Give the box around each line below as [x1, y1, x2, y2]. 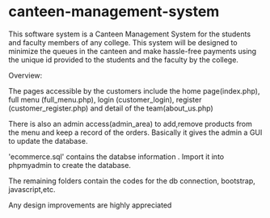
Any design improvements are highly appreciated [8, 200, 172, 210]
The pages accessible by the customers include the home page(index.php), [8, 86, 260, 95]
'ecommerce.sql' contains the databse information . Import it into [8, 152, 225, 161]
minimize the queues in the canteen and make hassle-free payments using [8, 46, 257, 56]
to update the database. [8, 136, 88, 145]
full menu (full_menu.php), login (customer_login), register [8, 94, 202, 104]
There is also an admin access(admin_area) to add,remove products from [8, 119, 253, 128]
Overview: [8, 70, 43, 80]
